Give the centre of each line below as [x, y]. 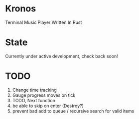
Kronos [21, 9]
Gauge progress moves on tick [44, 95]
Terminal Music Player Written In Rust [44, 22]
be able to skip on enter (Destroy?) [48, 106]
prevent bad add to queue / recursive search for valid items [73, 111]
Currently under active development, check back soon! [62, 56]
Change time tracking [35, 90]
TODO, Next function [34, 100]
